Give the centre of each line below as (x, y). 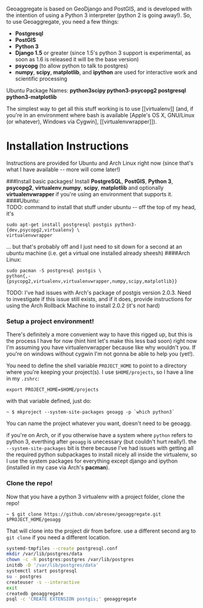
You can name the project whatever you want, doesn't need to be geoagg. (99, 423)
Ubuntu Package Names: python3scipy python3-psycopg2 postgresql (96, 90)
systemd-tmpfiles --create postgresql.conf (62, 548)
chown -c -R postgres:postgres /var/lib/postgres (70, 560)
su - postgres (24, 576)
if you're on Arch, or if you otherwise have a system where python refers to (99, 435)
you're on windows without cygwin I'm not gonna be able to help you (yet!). (100, 354)
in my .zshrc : (23, 379)
